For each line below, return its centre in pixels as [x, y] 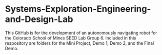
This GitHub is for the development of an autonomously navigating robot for [81, 33]
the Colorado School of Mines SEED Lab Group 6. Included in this [71, 38]
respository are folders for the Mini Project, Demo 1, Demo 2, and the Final [80, 43]
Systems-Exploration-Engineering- [78, 9]
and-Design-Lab [39, 19]
